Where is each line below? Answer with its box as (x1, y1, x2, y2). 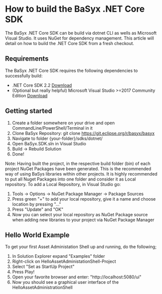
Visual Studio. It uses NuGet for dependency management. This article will (5, 35, 154, 41)
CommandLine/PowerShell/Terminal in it (12, 125, 93, 131)
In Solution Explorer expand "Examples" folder (12, 253, 106, 259)
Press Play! (12, 269, 35, 275)
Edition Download (12, 92, 48, 98)
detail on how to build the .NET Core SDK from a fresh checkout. (5, 40, 135, 46)
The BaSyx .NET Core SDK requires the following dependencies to (5, 68, 138, 73)
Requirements (5, 55, 49, 63)
